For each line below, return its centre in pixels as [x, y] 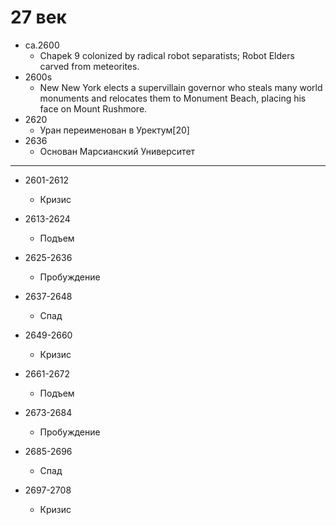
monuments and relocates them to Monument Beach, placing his [173, 98]
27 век [38, 17]
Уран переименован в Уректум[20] [114, 130]
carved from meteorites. [89, 66]
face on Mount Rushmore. [93, 108]
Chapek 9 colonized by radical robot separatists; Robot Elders [167, 55]
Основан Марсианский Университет [117, 151]
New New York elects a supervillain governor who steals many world [181, 87]
